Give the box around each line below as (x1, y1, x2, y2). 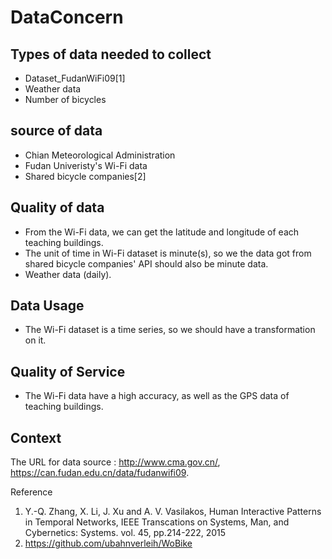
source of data (10, 122, 103, 140)
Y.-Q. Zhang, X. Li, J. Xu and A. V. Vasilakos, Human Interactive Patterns (24, 506, 322, 518)
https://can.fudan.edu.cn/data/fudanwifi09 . (10, 467, 190, 479)
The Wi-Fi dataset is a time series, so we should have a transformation (24, 324, 316, 336)
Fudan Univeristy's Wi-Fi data (24, 159, 148, 171)
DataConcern (10, 6, 124, 29)
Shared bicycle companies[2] (24, 170, 147, 182)
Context (10, 429, 62, 446)
